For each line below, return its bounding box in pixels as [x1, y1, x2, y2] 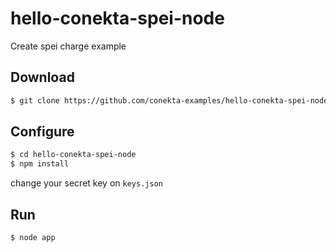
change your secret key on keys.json [10, 177, 163, 189]
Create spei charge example [10, 40, 127, 52]
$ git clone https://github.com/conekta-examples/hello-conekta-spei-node [10, 95, 329, 106]
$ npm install [10, 159, 70, 169]
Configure [10, 123, 75, 141]
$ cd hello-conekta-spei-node [10, 150, 137, 160]
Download [10, 69, 75, 86]
